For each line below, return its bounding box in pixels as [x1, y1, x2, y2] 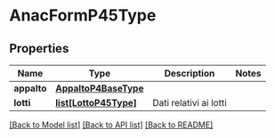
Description [164, 68, 215, 79]
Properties [9, 41, 69, 56]
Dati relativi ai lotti [152, 97, 227, 109]
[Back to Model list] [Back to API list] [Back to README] [9, 119, 214, 130]
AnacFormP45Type [9, 5, 157, 26]
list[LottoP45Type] [55, 97, 138, 109]
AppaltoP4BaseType [55, 82, 144, 94]
